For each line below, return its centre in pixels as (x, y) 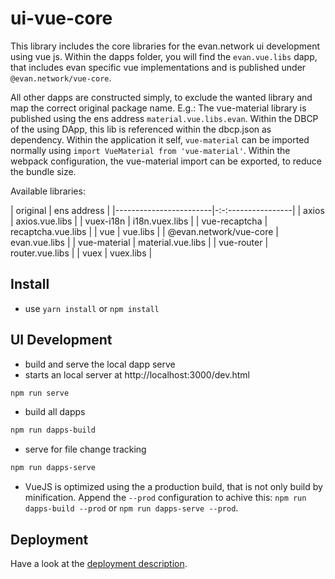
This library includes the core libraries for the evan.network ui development (165, 46)
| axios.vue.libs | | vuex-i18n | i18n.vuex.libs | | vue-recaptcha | (139, 221)
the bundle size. (43, 171)
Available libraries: (48, 191)
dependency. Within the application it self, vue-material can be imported (160, 139)
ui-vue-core (61, 18)
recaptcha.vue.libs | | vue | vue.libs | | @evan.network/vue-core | (144, 231)
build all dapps (55, 412)
